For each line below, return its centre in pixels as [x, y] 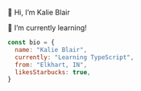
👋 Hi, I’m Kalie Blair [39, 12]
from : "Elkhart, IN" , [51, 65]
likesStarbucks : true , [53, 72]
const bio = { [31, 42]
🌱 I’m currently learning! [48, 28]
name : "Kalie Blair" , [51, 49]
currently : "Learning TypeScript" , [75, 57]
